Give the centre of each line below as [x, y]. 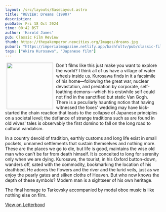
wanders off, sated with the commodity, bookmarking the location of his [78, 164]
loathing [64, 92]
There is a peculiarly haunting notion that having [105, 102]
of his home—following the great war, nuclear [103, 81]
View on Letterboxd [25, 205]
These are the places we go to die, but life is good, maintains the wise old [80, 149]
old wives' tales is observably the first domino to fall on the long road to [78, 123]
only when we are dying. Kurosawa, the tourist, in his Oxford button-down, [81, 159]
